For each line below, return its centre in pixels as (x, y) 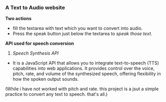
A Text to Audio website (35, 8)
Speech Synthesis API (36, 53)
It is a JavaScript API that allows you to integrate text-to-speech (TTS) (86, 63)
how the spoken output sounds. (46, 79)
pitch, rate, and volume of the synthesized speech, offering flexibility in (87, 74)
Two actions (18, 19)
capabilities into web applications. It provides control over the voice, (84, 68)
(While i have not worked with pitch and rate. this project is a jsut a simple (82, 89)
